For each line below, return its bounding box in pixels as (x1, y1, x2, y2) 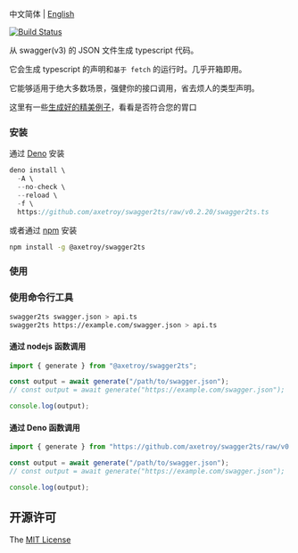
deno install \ (9, 166, 66, 175)
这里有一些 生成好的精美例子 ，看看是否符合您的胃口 (9, 102, 197, 112)
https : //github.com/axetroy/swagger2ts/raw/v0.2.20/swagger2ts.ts (17, 207, 269, 217)
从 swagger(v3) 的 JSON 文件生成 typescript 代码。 (9, 45, 199, 55)
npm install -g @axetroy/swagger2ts (9, 243, 145, 252)
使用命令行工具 (9, 292, 74, 304)
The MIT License (9, 534, 71, 545)
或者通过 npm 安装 (9, 225, 78, 235)
